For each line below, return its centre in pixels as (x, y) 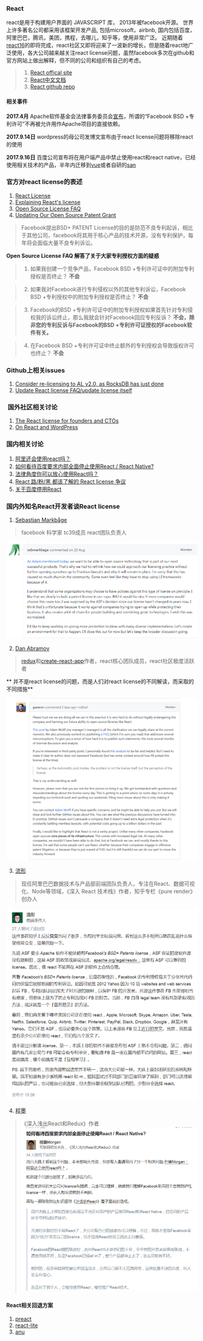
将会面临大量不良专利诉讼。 (61, 243)
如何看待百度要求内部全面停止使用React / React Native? (85, 466)
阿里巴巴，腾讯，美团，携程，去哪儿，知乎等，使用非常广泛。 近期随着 (95, 38)
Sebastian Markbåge (41, 520)
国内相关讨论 (25, 444)
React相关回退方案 (30, 1305)
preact (23, 1319)
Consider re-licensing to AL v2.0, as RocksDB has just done (89, 384)
